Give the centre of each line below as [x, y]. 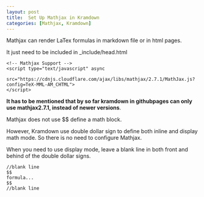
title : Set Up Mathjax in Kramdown [53, 18]
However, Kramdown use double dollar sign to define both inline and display [102, 131]
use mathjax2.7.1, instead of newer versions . [64, 108]
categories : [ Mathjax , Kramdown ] [49, 23]
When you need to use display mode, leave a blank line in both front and [97, 150]
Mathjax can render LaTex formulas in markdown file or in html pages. [94, 41]
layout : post [23, 12]
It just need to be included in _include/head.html [67, 52]
